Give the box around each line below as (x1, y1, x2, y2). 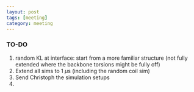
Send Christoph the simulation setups (15, 74, 110, 81)
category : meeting (6, 20, 53, 26)
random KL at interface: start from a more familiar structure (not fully (15, 54, 188, 62)
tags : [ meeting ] (6, 15, 48, 21)
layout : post (6, 9, 40, 15)
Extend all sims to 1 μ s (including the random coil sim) (15, 67, 151, 74)
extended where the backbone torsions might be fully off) (15, 60, 160, 68)
